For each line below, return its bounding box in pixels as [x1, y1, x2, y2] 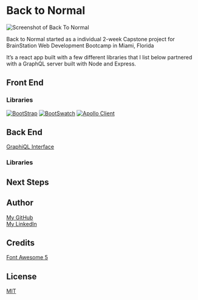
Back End [6, 127, 43, 138]
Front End [6, 78, 44, 88]
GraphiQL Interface [6, 143, 55, 150]
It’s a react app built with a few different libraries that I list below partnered [6, 53, 193, 61]
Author [6, 198, 33, 208]
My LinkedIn [6, 220, 38, 227]
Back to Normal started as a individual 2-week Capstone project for [6, 35, 175, 42]
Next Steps [6, 177, 49, 187]
